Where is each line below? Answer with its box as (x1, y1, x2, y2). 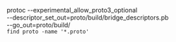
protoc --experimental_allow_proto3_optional (6, 6, 138, 14)
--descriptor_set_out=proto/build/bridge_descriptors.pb (6, 13, 169, 22)
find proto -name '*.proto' (6, 28, 90, 35)
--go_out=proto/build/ (6, 21, 71, 29)
